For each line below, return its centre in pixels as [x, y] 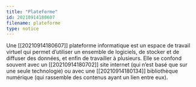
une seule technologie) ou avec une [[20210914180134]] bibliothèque [92, 71]
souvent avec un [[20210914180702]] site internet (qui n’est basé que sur [97, 65]
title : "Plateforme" [32, 12]
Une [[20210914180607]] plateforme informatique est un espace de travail [98, 46]
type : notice [23, 28]
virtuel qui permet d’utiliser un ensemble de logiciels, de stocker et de [93, 52]
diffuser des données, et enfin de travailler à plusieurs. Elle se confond [94, 58]
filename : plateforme [33, 23]
